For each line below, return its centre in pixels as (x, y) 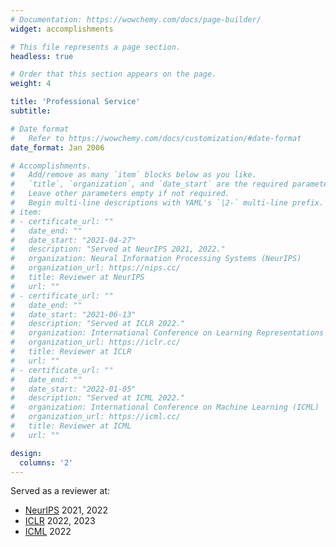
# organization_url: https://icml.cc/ (96, 417)
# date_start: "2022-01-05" (73, 389)
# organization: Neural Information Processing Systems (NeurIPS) (156, 259)
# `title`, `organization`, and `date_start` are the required (149, 184)
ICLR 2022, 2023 (60, 521)
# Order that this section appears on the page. (113, 74)
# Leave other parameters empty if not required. (120, 194)
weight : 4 (31, 84)
